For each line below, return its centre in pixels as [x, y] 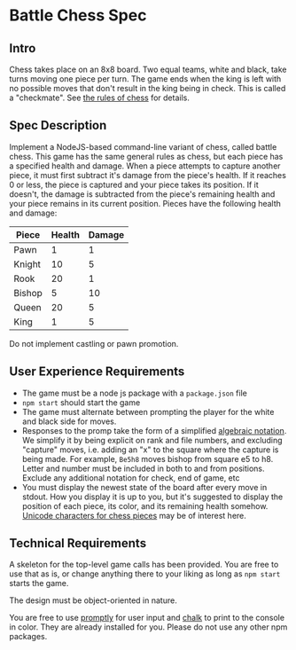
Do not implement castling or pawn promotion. [94, 343]
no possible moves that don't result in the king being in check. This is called [148, 88]
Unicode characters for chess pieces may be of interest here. [134, 515]
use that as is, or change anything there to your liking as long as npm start [145, 574]
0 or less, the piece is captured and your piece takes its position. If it [134, 184]
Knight [27, 264]
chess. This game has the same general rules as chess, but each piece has [146, 156]
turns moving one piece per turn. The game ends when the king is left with [145, 79]
